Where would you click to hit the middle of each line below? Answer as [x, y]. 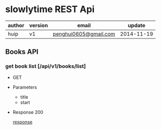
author [16, 25]
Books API [22, 52]
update [137, 25]
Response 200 [28, 112]
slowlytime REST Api [50, 9]
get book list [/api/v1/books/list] [46, 66]
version [39, 25]
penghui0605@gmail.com [84, 34]
